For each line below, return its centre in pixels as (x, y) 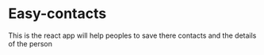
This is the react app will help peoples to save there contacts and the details (132, 35)
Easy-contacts (57, 14)
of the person (31, 43)
